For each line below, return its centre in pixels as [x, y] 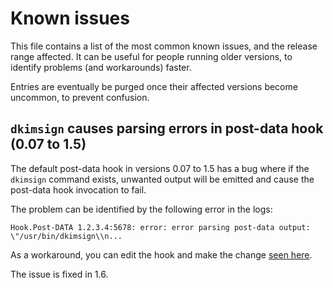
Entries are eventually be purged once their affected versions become [154, 86]
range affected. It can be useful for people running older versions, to [151, 56]
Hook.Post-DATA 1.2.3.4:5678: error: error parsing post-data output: [160, 227]
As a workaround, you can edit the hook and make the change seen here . [161, 254]
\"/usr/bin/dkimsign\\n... [66, 236]
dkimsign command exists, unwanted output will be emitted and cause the [162, 179]
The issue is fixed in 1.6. [59, 274]
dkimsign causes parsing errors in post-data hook [167, 128]
